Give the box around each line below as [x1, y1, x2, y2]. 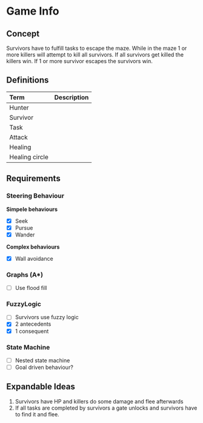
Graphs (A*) [6, 270, 44, 279]
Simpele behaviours [6, 205, 58, 213]
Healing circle [9, 153, 48, 161]
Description [54, 93, 89, 101]
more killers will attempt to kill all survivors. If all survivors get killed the [6, 51, 184, 58]
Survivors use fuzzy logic [15, 314, 79, 321]
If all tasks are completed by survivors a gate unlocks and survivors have [15, 404, 198, 411]
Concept [6, 29, 40, 39]
